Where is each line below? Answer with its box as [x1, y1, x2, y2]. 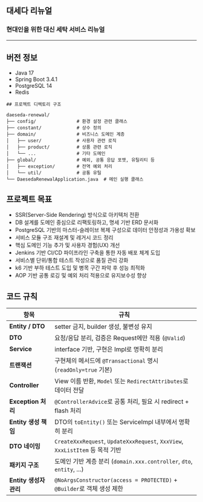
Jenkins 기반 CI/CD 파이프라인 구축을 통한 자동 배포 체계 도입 [14, 249, 161, 256]
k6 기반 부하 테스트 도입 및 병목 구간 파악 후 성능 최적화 [14, 264, 145, 271]
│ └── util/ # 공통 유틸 [6, 170, 101, 176]
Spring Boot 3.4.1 [14, 75, 57, 83]
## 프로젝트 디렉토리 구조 [6, 101, 62, 107]
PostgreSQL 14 [14, 82, 53, 89]
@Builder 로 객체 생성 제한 [54, 484, 124, 493]
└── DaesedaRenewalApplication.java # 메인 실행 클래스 [6, 176, 144, 182]
